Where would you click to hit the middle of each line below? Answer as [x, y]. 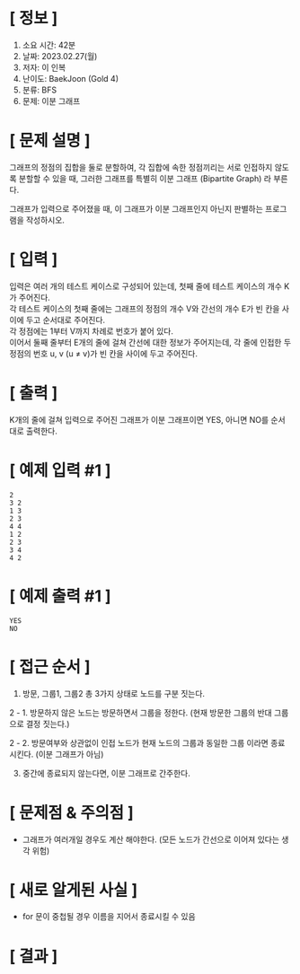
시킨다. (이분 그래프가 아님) [57, 754]
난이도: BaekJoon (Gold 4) [71, 78]
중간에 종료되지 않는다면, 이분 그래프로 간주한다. [106, 773]
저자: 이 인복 [44, 67]
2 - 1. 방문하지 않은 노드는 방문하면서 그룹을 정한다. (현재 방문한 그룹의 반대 [141, 712]
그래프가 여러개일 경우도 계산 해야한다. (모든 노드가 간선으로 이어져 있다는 [151, 839]
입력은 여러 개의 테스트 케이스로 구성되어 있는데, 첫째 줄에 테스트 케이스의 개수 [146, 286]
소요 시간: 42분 [49, 45]
